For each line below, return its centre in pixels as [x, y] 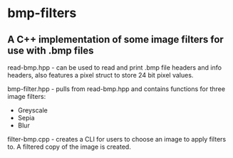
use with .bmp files [51, 50]
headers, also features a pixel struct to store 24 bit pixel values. [100, 75]
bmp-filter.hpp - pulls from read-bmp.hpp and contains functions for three [116, 89]
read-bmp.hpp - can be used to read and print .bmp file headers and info [115, 68]
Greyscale [32, 110]
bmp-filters [42, 13]
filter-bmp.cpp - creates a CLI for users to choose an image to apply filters [117, 139]
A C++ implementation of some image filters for [116, 39]
